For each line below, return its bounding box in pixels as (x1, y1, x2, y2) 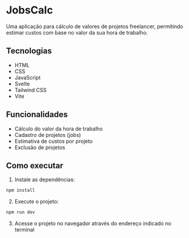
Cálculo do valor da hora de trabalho (14, 125, 103, 132)
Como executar (6, 160, 63, 170)
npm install (6, 188, 35, 194)
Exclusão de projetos (14, 144, 66, 151)
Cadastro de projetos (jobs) (14, 131, 81, 138)
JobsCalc (6, 4, 53, 17)
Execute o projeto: (14, 198, 59, 205)
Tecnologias (6, 46, 52, 56)
